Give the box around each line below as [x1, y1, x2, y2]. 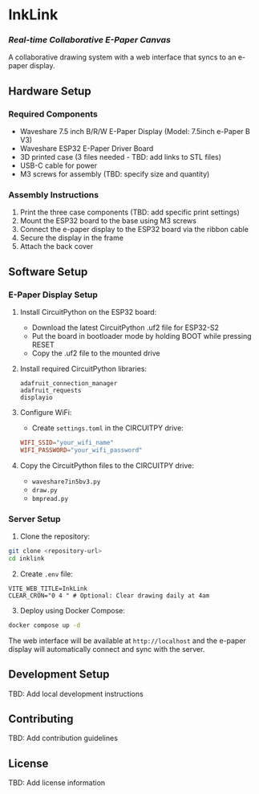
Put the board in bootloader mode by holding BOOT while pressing [31, 332, 252, 341]
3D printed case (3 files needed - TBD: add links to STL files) [19, 153, 222, 162]
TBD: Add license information [8, 778, 106, 788]
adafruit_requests [19, 387, 82, 395]
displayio [19, 393, 54, 402]
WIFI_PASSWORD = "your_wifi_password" [19, 446, 143, 454]
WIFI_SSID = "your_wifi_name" [19, 439, 114, 447]
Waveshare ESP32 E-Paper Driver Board [19, 144, 154, 153]
